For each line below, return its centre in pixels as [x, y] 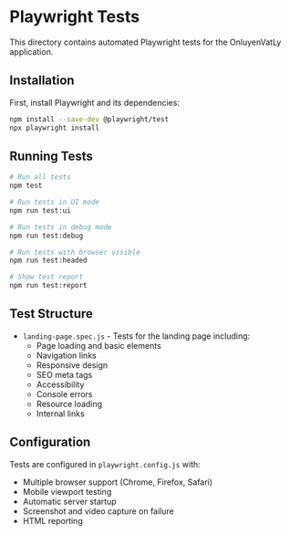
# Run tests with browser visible [75, 252]
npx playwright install [55, 128]
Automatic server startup [69, 501]
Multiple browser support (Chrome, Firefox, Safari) [117, 482]
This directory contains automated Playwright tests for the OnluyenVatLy [145, 42]
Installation [42, 81]
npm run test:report [49, 286]
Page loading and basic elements [98, 345]
